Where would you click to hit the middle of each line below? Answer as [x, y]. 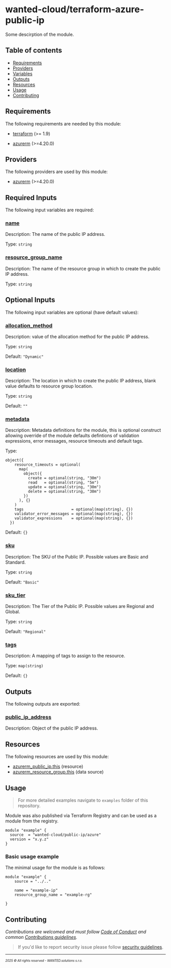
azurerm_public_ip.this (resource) [48, 766]
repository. [29, 806]
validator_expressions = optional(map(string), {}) [74, 518]
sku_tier [15, 595]
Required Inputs [31, 198]
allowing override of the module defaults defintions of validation [72, 435]
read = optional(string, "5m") [63, 483]
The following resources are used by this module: [57, 757]
